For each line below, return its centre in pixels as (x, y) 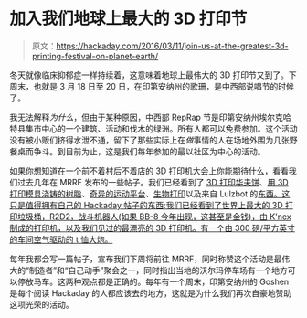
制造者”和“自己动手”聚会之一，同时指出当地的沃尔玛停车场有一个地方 (158, 270)
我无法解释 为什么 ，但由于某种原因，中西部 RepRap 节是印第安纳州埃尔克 (146, 117)
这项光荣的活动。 (42, 304)
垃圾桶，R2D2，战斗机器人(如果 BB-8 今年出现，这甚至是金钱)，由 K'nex (154, 217)
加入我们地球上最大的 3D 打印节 (128, 19)
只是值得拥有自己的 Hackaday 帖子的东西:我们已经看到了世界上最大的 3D (146, 205)
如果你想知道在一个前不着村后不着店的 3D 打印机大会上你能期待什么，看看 (149, 171)
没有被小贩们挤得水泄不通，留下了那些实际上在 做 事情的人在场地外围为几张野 (153, 140)
